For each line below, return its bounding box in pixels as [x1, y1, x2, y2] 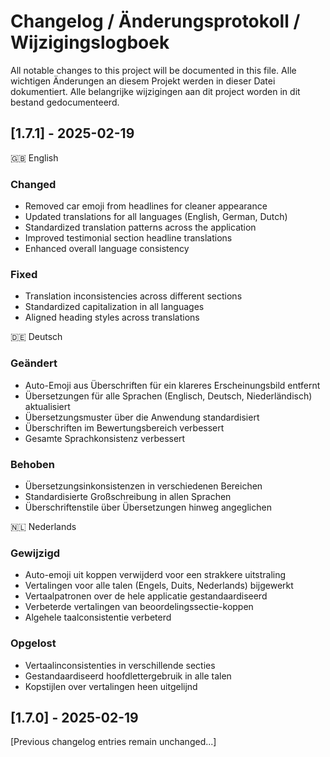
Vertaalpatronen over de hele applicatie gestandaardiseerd [24, 590, 268, 602]
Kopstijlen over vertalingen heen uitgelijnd [24, 680, 198, 692]
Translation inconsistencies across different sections [24, 290, 243, 302]
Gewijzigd [10, 546, 61, 560]
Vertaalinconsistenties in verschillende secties [24, 659, 216, 671]
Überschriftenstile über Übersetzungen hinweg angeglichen [24, 501, 272, 513]
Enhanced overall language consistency [24, 243, 190, 255]
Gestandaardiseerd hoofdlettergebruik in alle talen [24, 670, 232, 682]
